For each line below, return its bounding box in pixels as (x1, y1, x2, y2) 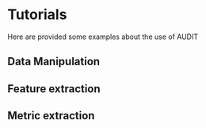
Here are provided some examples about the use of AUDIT (7, 32, 199, 41)
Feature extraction (7, 82, 101, 95)
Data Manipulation (7, 55, 101, 68)
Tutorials (7, 6, 67, 24)
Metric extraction (7, 109, 95, 122)
